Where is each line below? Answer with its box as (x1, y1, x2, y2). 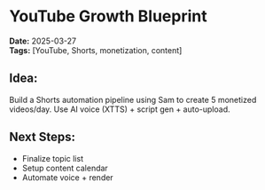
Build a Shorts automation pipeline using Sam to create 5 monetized (9, 94, 257, 105)
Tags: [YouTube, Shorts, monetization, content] (9, 44, 183, 55)
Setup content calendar (21, 162, 108, 173)
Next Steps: (9, 130, 75, 145)
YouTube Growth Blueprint (9, 6, 207, 27)
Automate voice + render (21, 171, 113, 183)
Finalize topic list (21, 153, 84, 163)
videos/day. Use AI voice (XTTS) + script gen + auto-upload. (9, 104, 230, 115)
